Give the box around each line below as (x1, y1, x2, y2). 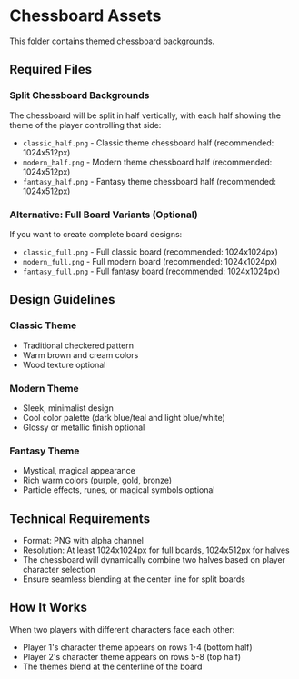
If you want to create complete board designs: (9, 228, 183, 239)
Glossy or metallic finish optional (22, 422, 145, 433)
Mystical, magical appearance (22, 465, 136, 476)
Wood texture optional (22, 359, 106, 370)
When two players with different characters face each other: (9, 624, 235, 634)
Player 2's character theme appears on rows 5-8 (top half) (22, 651, 242, 662)
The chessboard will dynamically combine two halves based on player (22, 554, 286, 565)
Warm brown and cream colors (22, 349, 139, 360)
